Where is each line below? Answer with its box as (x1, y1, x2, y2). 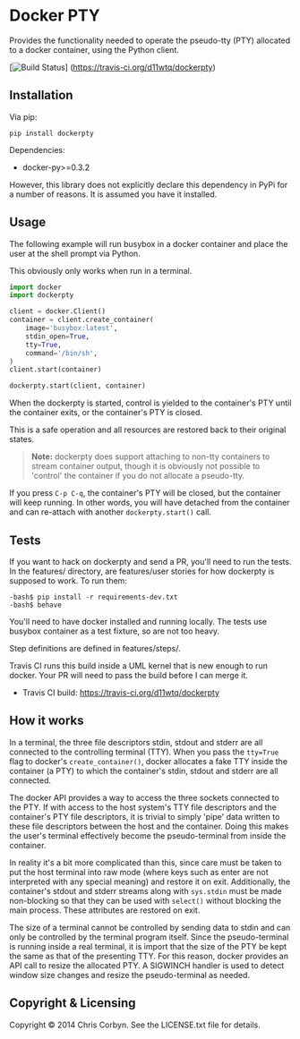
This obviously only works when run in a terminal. (9, 265, 193, 276)
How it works (9, 713, 84, 728)
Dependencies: (9, 144, 65, 155)
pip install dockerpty (9, 129, 94, 138)
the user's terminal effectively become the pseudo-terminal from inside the (9, 830, 287, 841)
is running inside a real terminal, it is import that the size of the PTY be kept (9, 941, 287, 951)
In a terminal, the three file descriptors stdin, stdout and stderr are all (9, 737, 263, 747)
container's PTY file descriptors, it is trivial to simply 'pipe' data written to (9, 811, 280, 822)
